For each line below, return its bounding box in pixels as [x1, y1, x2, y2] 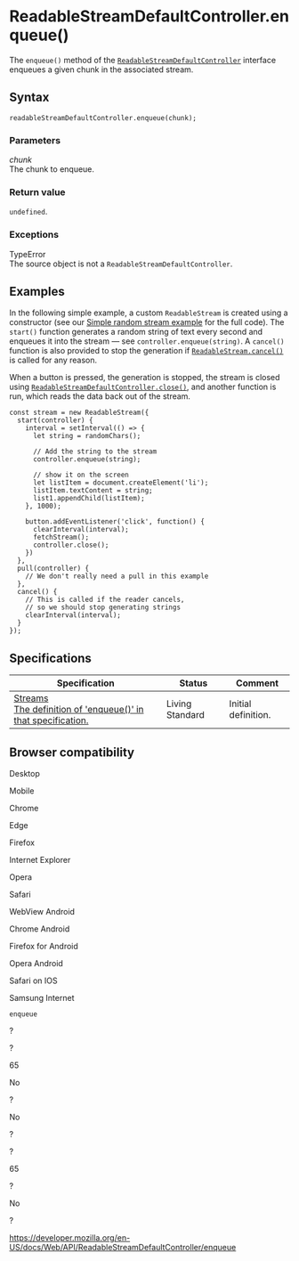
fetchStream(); [32, 533, 90, 542]
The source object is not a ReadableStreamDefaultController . [9, 258, 233, 269]
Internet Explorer [9, 855, 71, 866]
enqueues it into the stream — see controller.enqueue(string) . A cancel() [9, 336, 285, 346]
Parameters [9, 134, 61, 146]
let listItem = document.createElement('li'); [32, 478, 209, 487]
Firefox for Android [9, 941, 78, 952]
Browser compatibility [9, 744, 135, 760]
